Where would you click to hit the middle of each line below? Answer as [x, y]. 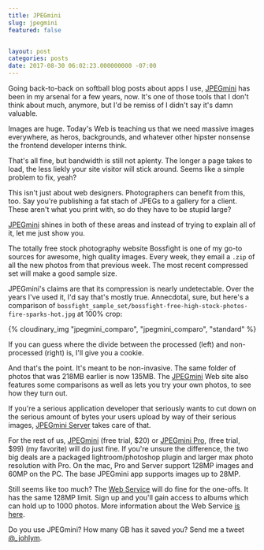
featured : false [35, 30]
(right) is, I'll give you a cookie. [94, 353]
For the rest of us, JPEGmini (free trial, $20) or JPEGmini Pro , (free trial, [124, 440]
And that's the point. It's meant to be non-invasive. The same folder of [122, 368]
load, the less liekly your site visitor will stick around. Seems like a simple [126, 169]
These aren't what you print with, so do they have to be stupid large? [120, 209]
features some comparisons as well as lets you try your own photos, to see [130, 385]
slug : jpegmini [33, 23]
